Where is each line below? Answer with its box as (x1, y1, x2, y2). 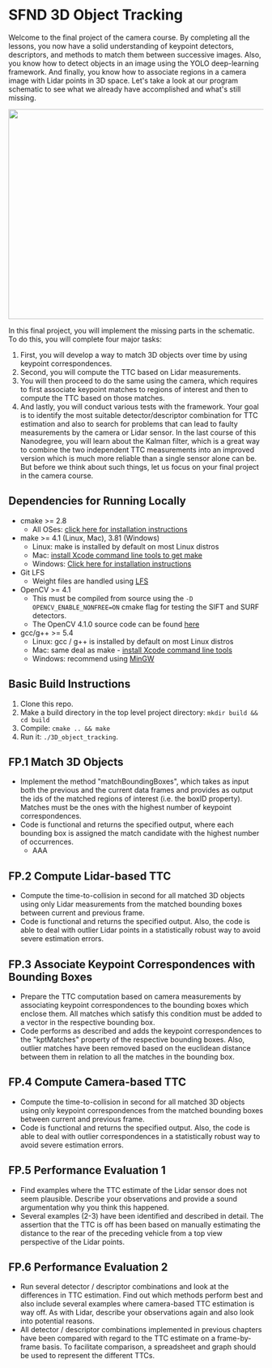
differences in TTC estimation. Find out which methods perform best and (19, 1290, 263, 1300)
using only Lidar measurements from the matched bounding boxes (19, 899, 243, 910)
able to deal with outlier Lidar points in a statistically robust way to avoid (19, 925, 261, 935)
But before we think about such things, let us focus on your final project (19, 462, 259, 471)
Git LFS (19, 567, 45, 577)
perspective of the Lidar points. (19, 1237, 125, 1246)
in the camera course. (19, 471, 94, 480)
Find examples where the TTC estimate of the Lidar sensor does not (19, 1185, 248, 1194)
